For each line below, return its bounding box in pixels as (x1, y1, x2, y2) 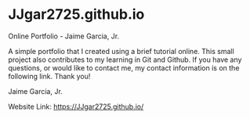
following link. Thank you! (8, 71, 91, 81)
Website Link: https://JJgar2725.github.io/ (8, 102, 144, 111)
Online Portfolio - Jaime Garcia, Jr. (8, 31, 120, 41)
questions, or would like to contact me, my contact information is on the (8, 63, 240, 72)
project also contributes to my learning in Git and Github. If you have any (8, 55, 242, 64)
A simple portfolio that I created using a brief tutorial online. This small (8, 46, 235, 56)
